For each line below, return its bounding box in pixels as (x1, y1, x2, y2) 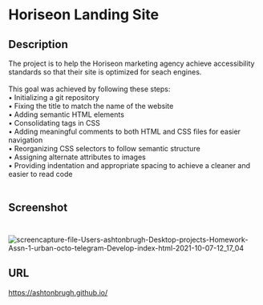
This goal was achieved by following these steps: (8, 84, 171, 94)
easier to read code (8, 170, 73, 179)
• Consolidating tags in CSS (8, 118, 100, 127)
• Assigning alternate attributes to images (8, 152, 146, 162)
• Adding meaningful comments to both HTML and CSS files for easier (8, 126, 241, 136)
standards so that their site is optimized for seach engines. (8, 67, 202, 77)
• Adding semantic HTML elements (8, 110, 124, 119)
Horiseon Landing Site (8, 6, 159, 24)
